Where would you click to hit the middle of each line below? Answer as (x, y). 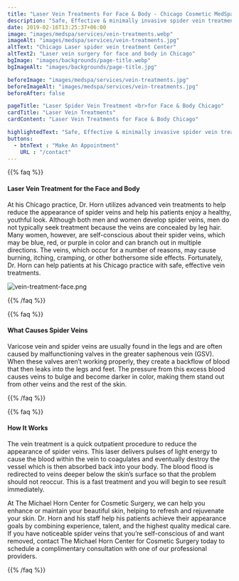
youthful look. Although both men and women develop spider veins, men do (118, 220)
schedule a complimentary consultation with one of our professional (107, 548)
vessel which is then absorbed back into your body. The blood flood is (110, 466)
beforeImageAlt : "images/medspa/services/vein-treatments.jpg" (103, 86)
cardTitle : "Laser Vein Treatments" (62, 113)
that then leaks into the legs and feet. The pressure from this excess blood (116, 369)
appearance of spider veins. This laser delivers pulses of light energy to (112, 451)
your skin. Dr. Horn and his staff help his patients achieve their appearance (117, 518)
